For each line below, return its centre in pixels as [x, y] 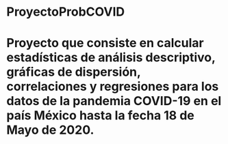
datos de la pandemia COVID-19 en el [114, 101]
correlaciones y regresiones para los [113, 87]
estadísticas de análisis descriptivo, [111, 58]
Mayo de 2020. [50, 130]
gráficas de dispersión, [74, 72]
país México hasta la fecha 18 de [100, 116]
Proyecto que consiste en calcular [105, 43]
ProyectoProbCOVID [66, 12]
